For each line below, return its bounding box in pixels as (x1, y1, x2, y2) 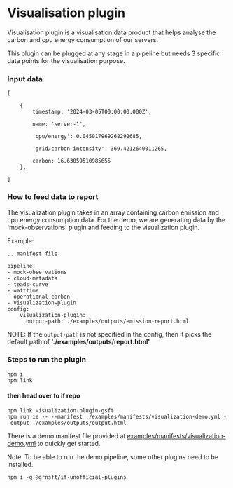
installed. (7, 461, 34, 469)
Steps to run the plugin (7, 355, 87, 365)
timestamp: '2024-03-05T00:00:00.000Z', (32, 109, 152, 116)
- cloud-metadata (7, 275, 58, 282)
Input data (7, 74, 43, 83)
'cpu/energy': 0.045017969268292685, (32, 133, 142, 140)
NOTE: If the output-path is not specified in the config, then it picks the (7, 330, 212, 338)
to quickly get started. (37, 440, 101, 448)
